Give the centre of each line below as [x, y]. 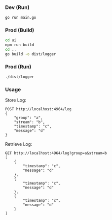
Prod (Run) [18, 66]
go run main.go [21, 18]
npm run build [20, 45]
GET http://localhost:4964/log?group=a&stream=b [56, 153]
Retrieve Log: [19, 144]
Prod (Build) [20, 30]
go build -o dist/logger [31, 54]
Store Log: [16, 100]
